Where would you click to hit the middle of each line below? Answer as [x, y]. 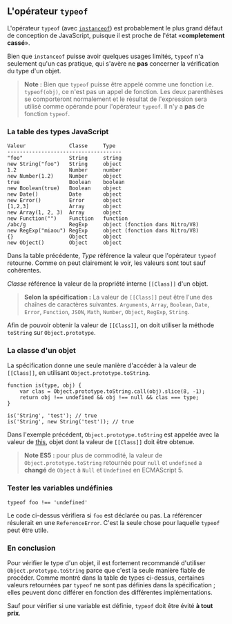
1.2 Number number [65, 170]
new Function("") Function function [68, 219]
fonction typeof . [47, 113]
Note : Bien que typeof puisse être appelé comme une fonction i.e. [119, 84]
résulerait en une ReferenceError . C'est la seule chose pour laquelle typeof [114, 522]
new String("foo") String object [65, 164]
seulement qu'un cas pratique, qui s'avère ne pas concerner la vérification [113, 63]
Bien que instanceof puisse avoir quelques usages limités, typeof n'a [105, 56]
